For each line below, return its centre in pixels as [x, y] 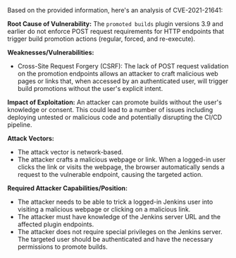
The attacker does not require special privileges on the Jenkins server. [120, 232]
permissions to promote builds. [62, 247]
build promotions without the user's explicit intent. [90, 88]
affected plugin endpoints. [56, 224]
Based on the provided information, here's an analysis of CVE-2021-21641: [115, 10]
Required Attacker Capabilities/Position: [68, 188]
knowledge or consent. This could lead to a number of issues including [110, 110]
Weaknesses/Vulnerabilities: [51, 53]
